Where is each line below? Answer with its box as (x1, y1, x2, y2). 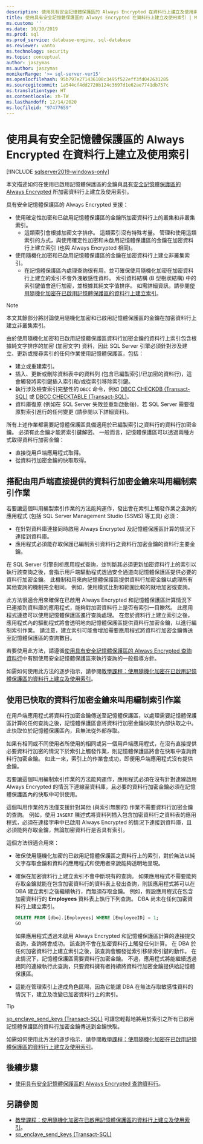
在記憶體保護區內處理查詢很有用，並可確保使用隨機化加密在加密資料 (24, 267, 194, 274)
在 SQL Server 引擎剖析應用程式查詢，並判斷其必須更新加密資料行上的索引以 (6, 561, 197, 568)
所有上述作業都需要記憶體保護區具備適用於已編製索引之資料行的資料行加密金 (6, 421, 197, 428)
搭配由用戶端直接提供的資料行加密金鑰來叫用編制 (6, 476, 189, 487)
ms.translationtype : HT (6, 88, 66, 94)
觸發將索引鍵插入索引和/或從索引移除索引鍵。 (20, 378, 134, 385)
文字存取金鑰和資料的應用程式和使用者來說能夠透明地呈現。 (14, 860, 164, 867)
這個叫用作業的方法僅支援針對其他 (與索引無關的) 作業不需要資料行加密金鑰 (6, 803, 193, 811)
